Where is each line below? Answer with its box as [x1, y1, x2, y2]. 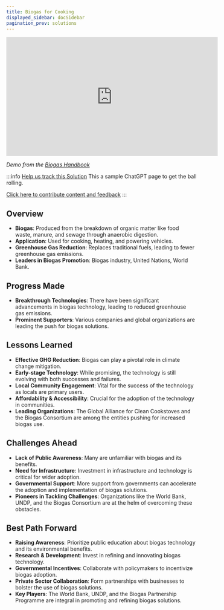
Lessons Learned [6, 340, 72, 350]
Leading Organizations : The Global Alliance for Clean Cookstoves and [14, 407, 191, 415]
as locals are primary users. [14, 388, 85, 395]
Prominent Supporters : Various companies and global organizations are [14, 316, 195, 323]
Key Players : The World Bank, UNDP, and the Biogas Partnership [14, 591, 177, 598]
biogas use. [14, 420, 44, 427]
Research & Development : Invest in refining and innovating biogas [14, 552, 181, 559]
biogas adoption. [14, 571, 57, 579]
